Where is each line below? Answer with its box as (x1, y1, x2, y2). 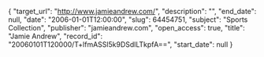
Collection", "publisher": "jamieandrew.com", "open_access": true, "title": (8, 23, 246, 32)
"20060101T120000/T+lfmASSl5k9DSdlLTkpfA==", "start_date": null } (8, 40, 233, 49)
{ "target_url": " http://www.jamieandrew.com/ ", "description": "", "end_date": (8, 7, 257, 16)
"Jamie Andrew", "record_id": (8, 31, 103, 41)
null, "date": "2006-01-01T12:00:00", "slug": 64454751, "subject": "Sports (8, 15, 248, 24)
